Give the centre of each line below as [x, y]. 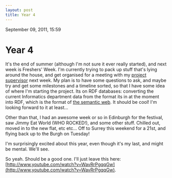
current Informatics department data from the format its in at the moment [82, 97]
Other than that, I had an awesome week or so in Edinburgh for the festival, [84, 118]
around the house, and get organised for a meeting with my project [76, 75]
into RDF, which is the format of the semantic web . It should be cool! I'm [81, 102]
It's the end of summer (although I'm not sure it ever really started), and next [86, 64]
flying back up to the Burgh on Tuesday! [48, 134]
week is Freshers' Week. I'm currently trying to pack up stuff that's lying [81, 70]
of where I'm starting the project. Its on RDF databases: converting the [80, 91]
